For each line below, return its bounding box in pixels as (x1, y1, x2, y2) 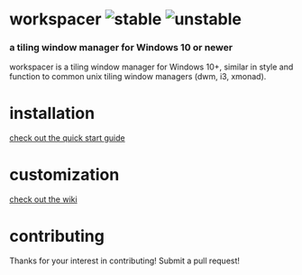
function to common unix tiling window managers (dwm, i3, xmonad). (9, 71, 267, 82)
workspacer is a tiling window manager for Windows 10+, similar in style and (9, 61, 294, 72)
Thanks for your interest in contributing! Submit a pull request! (9, 255, 241, 266)
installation (9, 103, 96, 124)
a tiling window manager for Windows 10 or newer (9, 41, 233, 54)
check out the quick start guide (9, 133, 125, 143)
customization (9, 164, 120, 185)
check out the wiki (9, 194, 78, 205)
